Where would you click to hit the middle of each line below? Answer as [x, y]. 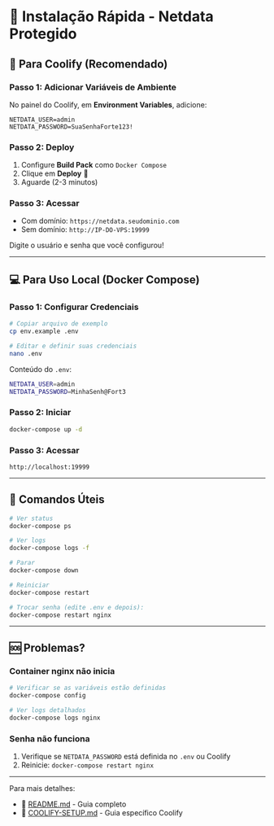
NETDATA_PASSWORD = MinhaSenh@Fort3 [68, 391]
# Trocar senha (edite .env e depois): [77, 607]
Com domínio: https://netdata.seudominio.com [100, 221]
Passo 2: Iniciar [40, 413]
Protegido [43, 34]
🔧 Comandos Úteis [57, 500]
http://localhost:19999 [50, 467]
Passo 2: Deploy [42, 147]
